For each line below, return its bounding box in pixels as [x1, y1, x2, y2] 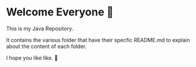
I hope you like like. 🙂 [6, 54, 58, 61]
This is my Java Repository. [6, 25, 74, 32]
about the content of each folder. [6, 43, 87, 50]
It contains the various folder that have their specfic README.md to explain [6, 36, 190, 43]
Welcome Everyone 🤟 [6, 5, 114, 19]
